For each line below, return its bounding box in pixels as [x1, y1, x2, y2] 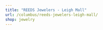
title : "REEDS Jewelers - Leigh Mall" [5, 7, 87, 13]
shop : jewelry [5, 17, 35, 22]
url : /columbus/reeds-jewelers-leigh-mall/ [5, 12, 98, 17]
